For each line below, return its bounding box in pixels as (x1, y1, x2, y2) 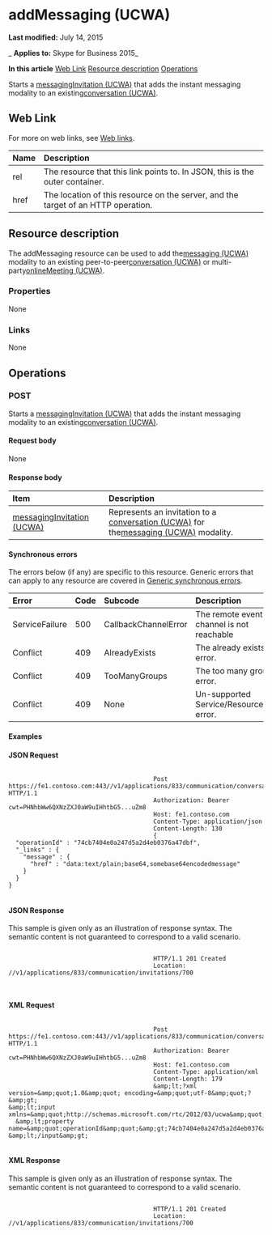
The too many (195, 665, 249, 677)
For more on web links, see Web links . (8, 133, 135, 142)
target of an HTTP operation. (43, 199, 153, 210)
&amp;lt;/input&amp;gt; (8, 1131, 89, 1140)
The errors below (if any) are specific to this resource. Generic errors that (8, 567, 253, 577)
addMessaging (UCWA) (8, 6, 171, 24)
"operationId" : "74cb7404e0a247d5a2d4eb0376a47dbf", (15, 839, 201, 847)
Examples (8, 732, 43, 741)
